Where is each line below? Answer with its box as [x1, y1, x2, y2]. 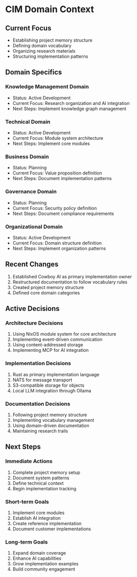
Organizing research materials [12, 48, 76, 54]
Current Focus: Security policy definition [12, 205, 97, 211]
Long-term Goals [5, 538, 48, 546]
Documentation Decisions [5, 400, 71, 407]
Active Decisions [5, 304, 60, 313]
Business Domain [5, 153, 49, 160]
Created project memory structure [12, 284, 84, 290]
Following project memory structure [12, 412, 87, 418]
